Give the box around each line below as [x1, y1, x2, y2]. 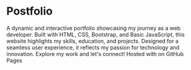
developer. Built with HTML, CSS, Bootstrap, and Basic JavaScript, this [6, 30, 185, 38]
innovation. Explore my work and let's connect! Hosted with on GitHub [6, 50, 184, 57]
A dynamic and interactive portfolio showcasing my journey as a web [6, 24, 181, 32]
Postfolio [6, 4, 53, 18]
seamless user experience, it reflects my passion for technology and [6, 44, 180, 51]
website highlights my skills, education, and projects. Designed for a [6, 37, 179, 44]
